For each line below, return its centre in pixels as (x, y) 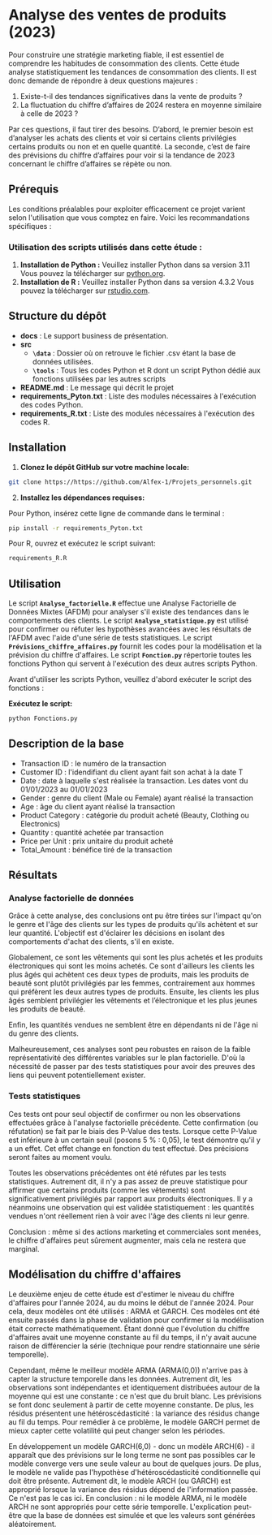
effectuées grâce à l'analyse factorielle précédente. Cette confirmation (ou (133, 1123)
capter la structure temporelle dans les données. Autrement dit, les (120, 1378)
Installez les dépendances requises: (82, 498)
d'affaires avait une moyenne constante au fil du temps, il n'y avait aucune (133, 1337)
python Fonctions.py (43, 719)
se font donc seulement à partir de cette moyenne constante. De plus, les (131, 1404)
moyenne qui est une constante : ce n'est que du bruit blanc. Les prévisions (135, 1396)
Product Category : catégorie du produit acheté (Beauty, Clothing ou (134, 815)
